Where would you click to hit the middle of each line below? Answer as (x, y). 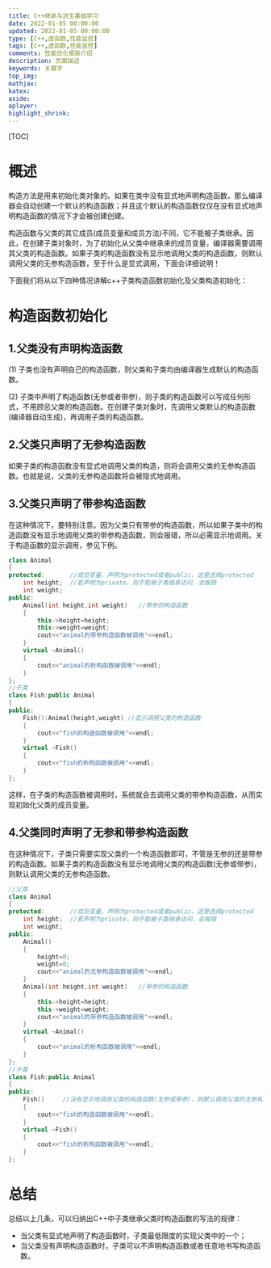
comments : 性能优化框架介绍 (50, 53)
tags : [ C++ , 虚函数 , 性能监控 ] (53, 46)
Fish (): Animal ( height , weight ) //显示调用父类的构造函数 (112, 718)
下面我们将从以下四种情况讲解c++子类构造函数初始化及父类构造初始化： (128, 280)
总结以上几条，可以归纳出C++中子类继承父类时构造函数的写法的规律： (125, 1218)
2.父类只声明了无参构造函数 (77, 445)
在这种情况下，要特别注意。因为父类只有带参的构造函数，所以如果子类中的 (132, 524)
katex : (19, 91)
